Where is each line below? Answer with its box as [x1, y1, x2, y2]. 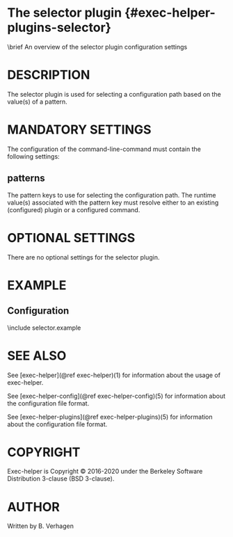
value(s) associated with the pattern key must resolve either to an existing [7, 198, 219, 207]
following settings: [7, 152, 61, 161]
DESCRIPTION [7, 67, 90, 83]
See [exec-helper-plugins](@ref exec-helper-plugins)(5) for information [7, 412, 214, 421]
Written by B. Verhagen [7, 522, 74, 530]
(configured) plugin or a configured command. [7, 205, 140, 214]
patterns [7, 173, 45, 184]
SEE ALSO [7, 348, 67, 363]
